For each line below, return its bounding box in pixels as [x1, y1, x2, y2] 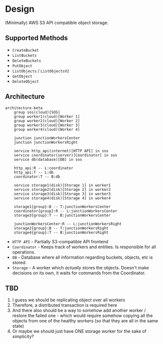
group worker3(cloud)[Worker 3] [14, 123, 80, 128]
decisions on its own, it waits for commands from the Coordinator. [12, 270, 146, 276]
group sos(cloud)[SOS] [14, 109, 60, 115]
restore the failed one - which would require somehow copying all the [12, 313, 153, 318]
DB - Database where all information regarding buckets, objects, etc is [12, 254, 153, 260]
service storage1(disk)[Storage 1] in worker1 [14, 183, 111, 187]
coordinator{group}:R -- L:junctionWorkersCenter [14, 209, 118, 213]
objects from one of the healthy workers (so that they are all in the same [12, 318, 159, 324]
